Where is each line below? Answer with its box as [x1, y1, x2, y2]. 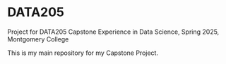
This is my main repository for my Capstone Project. [7, 49, 159, 57]
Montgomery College [7, 34, 69, 43]
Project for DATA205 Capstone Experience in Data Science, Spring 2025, [7, 27, 220, 36]
